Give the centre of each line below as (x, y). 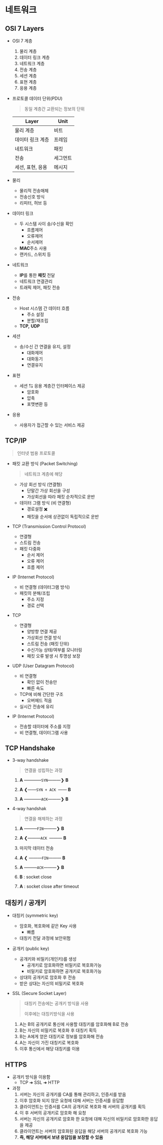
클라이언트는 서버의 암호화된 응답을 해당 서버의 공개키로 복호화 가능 (83, 1131)
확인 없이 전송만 (42, 682)
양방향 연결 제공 (42, 631)
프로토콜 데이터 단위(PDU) (37, 98)
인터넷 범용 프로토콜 (36, 453)
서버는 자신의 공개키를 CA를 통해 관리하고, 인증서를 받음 (73, 1095)
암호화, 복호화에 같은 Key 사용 (48, 926)
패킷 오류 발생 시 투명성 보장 (54, 656)
